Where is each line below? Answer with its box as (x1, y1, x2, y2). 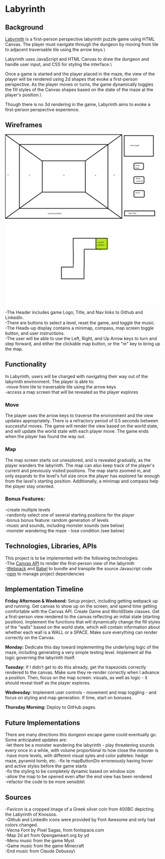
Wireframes (5, 121, 43, 129)
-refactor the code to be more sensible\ (5, 779, 85, 785)
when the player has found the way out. (5, 434, 86, 440)
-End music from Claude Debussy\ (5, 848, 75, 854)
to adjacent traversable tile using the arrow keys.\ (5, 47, 106, 52)
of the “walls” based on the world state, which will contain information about (5, 624, 160, 630)
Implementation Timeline (5, 585, 84, 593)
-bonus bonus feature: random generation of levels (5, 517, 109, 523)
